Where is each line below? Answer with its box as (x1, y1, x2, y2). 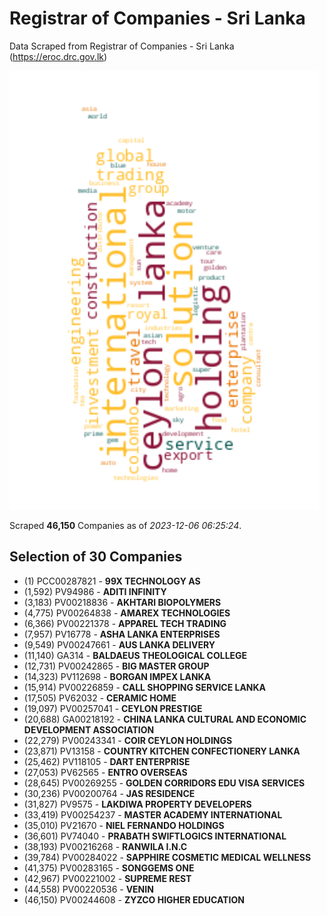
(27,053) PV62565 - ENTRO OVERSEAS (23, 766, 188, 778)
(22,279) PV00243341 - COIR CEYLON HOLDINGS (23, 734, 233, 746)
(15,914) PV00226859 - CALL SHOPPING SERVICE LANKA (23, 681, 267, 693)
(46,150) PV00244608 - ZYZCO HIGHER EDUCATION (23, 893, 245, 906)
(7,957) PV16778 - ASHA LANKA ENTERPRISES (23, 628, 221, 640)
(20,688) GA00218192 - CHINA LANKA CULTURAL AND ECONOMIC (23, 713, 307, 725)
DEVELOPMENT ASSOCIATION (23, 723, 155, 736)
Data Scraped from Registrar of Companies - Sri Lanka (9, 40, 235, 52)
